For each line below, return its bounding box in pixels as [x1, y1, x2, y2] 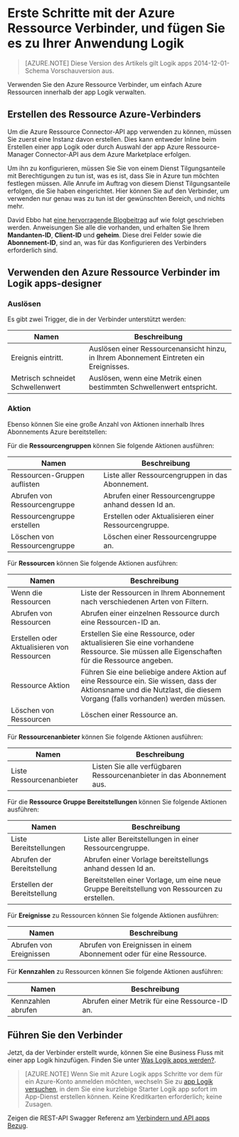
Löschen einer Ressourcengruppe [103, 531, 217, 541]
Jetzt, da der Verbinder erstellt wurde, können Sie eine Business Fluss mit [7, 1048, 224, 1056]
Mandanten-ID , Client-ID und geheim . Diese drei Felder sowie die [7, 230, 202, 239]
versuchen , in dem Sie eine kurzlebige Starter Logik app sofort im [24, 1084, 218, 1093]
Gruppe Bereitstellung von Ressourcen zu [83, 883, 223, 893]
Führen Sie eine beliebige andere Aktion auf [80, 667, 227, 677]
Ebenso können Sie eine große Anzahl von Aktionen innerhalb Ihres [7, 420, 205, 428]
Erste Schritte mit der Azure [7, 5, 176, 21]
